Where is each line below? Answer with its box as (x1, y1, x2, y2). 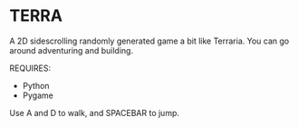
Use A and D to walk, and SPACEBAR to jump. (9, 107, 179, 118)
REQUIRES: (9, 63, 52, 73)
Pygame (22, 90, 54, 101)
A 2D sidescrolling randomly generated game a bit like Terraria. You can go (9, 35, 290, 46)
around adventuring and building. (9, 44, 134, 55)
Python (22, 80, 50, 91)
